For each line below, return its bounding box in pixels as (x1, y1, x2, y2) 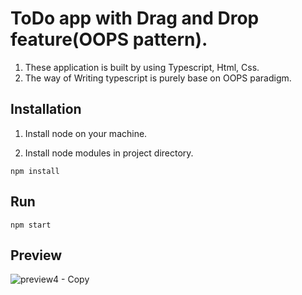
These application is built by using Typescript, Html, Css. (24, 61, 260, 73)
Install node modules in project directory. (24, 147, 194, 159)
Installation (10, 101, 82, 118)
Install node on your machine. (24, 127, 148, 139)
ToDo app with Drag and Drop (10, 7, 260, 30)
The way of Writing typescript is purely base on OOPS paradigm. (24, 72, 292, 84)
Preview (10, 247, 63, 264)
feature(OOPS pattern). (10, 28, 208, 51)
